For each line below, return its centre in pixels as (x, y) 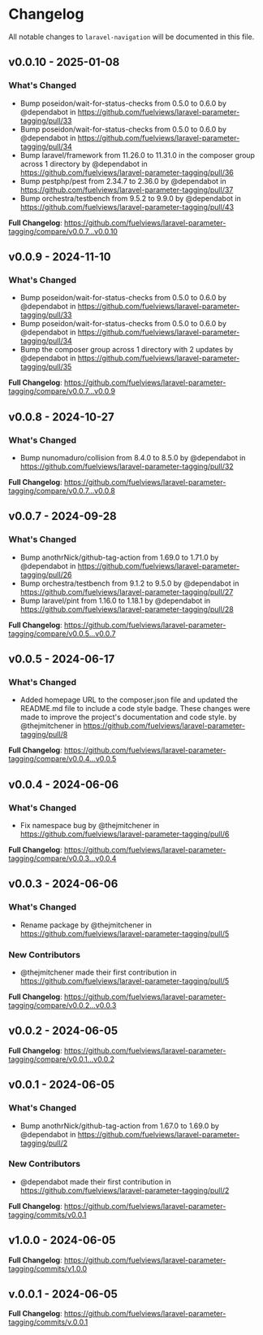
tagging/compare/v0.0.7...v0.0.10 (63, 231)
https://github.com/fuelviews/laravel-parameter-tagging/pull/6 (125, 834)
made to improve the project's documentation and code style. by (128, 718)
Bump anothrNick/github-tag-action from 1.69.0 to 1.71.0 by (119, 557)
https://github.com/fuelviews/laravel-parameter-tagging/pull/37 (127, 190)
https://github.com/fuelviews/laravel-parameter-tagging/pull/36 (127, 172)
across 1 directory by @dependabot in (84, 164)
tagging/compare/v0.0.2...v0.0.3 (63, 1006)
